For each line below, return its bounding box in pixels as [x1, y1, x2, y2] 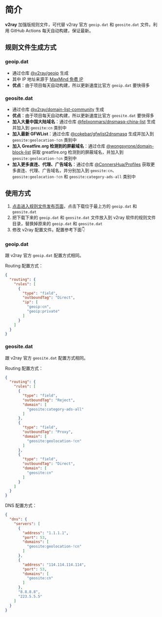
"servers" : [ [14, 521, 40, 526]
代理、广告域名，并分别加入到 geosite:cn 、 [29, 167, 117, 173]
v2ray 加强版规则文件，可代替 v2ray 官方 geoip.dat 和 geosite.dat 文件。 [5, 21, 153, 27]
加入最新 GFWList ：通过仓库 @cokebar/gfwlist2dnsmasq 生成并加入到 [12, 130, 154, 137]
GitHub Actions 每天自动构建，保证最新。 [10, 27, 94, 33]
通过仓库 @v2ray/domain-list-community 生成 [12, 106, 104, 112]
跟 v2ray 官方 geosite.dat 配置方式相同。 [5, 355, 88, 361]
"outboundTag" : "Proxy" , [22, 429, 73, 435]
